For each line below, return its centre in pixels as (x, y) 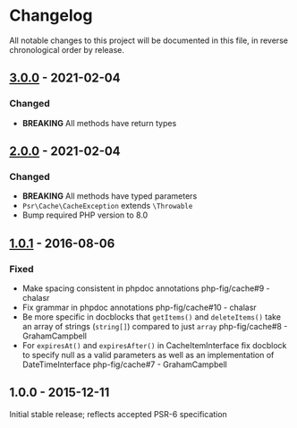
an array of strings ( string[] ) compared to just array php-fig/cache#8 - (155, 326)
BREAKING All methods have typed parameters (110, 196)
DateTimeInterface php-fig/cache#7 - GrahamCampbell (125, 364)
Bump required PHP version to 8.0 (85, 215)
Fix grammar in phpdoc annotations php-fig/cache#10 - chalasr (139, 307)
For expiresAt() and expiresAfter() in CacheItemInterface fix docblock (154, 345)
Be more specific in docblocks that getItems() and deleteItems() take (152, 317)
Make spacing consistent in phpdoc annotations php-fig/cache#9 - (146, 288)
